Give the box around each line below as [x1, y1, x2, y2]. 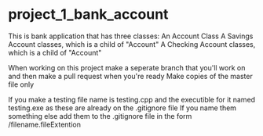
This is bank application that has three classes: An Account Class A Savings [8, 31, 254, 41]
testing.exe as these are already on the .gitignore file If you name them [8, 103, 237, 113]
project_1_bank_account [8, 5, 169, 23]
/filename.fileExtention [8, 120, 81, 129]
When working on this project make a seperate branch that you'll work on [8, 63, 246, 72]
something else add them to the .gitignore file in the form [8, 111, 192, 120]
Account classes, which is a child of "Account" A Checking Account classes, [8, 39, 256, 48]
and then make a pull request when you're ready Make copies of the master [8, 71, 253, 81]
